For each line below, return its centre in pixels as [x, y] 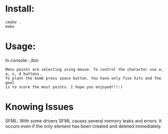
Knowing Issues [40, 107]
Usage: [21, 46]
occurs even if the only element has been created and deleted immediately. [83, 126]
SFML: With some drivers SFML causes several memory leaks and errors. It [83, 120]
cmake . [13, 22]
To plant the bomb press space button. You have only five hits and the [83, 78]
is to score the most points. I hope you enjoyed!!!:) [64, 87]
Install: [20, 9]
